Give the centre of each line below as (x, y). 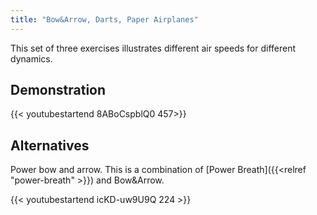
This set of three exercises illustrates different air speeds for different (153, 48)
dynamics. (31, 58)
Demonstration (58, 90)
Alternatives (50, 145)
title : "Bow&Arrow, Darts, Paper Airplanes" (104, 19)
